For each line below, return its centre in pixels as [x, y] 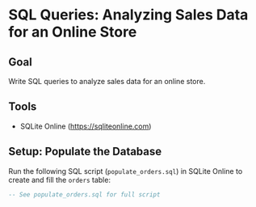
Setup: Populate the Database [85, 152]
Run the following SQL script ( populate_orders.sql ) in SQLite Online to [126, 171]
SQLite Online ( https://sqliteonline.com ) [86, 126]
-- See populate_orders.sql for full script [84, 194]
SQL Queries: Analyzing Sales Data [128, 15]
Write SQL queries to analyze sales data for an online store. [107, 81]
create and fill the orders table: [60, 180]
